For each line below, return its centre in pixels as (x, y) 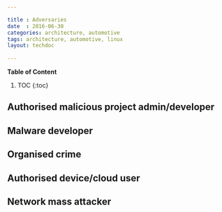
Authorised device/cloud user (74, 178)
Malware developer (50, 130)
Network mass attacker (59, 201)
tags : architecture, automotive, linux (65, 39)
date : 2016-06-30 (36, 26)
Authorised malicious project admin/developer (111, 107)
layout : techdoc (31, 46)
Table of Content (32, 72)
